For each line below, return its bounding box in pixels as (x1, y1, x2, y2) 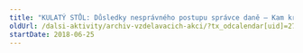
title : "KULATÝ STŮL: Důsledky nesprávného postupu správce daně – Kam (9, 13, 284, 22)
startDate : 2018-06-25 (9, 30, 95, 39)
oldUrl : (9, 22, 39, 31)
